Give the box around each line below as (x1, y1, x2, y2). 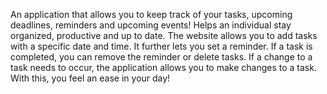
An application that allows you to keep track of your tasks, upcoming (10, 9, 293, 20)
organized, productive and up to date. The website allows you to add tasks (10, 30, 318, 41)
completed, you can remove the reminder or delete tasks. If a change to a (10, 51, 313, 63)
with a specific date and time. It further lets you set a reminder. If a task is (10, 40, 313, 52)
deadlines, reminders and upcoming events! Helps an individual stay (10, 19, 292, 31)
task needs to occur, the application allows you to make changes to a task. (10, 62, 317, 73)
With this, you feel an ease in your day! (10, 72, 171, 84)
